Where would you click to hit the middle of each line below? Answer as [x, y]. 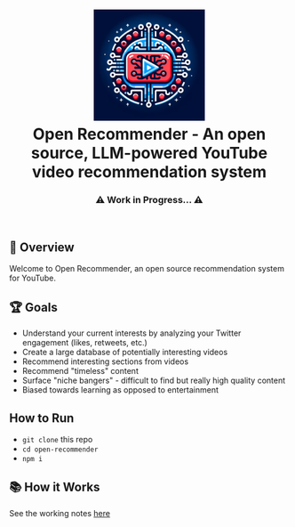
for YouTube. [32, 278]
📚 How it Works [55, 487]
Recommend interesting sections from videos [105, 361]
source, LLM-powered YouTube [149, 154]
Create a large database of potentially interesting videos [125, 353]
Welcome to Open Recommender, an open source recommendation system [147, 269]
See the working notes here [60, 513]
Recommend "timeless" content [80, 371]
